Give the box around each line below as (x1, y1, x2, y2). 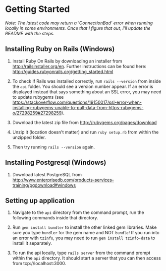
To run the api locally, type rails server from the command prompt (12, 250, 151, 256)
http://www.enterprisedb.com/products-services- (12, 177, 114, 183)
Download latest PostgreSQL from (12, 171, 82, 177)
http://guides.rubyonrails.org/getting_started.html (12, 68, 113, 74)
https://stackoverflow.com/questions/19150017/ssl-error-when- (12, 99, 142, 105)
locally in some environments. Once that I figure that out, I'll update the (5, 25, 151, 31)
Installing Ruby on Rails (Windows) (5, 45, 115, 53)
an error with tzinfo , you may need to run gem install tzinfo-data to (12, 235, 155, 241)
